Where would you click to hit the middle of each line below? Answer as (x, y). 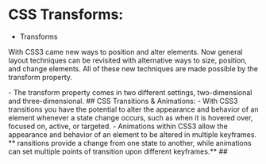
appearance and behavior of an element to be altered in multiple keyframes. (132, 134)
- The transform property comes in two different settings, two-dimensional (130, 92)
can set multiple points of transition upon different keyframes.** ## (118, 151)
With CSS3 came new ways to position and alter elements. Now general (126, 51)
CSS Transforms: (66, 15)
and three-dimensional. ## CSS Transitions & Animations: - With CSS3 (123, 101)
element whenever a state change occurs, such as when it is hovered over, (131, 117)
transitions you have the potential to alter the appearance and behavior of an (134, 109)
